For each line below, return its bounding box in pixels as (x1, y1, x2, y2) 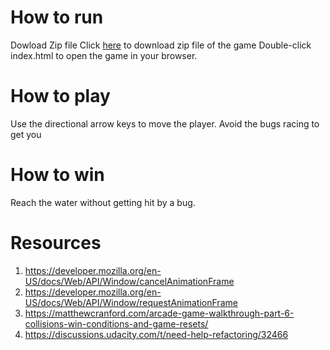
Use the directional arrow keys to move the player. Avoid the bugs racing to (10, 117, 320, 130)
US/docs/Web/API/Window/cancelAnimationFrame (24, 275, 235, 287)
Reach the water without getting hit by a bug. (10, 196, 196, 208)
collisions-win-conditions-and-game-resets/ (24, 317, 209, 330)
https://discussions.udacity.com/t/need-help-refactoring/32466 (24, 328, 289, 340)
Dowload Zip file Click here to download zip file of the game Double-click (10, 39, 312, 51)
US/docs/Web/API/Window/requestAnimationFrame (24, 296, 238, 308)
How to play (10, 85, 111, 108)
